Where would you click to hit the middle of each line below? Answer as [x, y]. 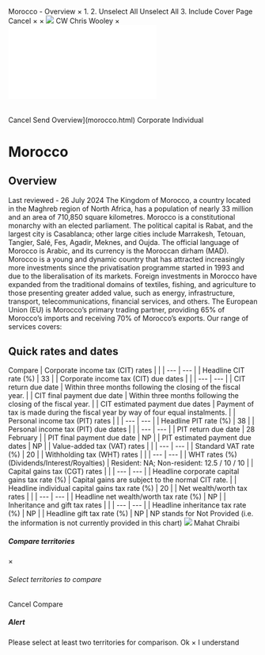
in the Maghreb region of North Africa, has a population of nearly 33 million [131, 209]
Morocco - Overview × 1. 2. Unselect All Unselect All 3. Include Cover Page [131, 11]
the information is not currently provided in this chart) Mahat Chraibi [124, 523]
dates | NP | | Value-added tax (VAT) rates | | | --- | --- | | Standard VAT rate [131, 446]
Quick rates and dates [63, 351]
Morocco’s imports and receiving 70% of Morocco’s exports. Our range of [129, 318]
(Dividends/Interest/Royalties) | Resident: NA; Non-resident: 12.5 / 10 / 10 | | [131, 463]
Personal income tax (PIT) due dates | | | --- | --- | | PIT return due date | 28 [132, 429]
